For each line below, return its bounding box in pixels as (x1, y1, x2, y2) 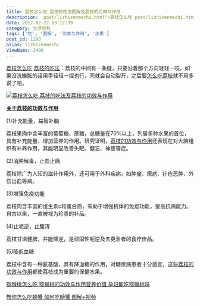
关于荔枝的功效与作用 (6, 105, 58, 112)
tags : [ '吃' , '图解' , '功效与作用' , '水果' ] (6, 31, 110, 37)
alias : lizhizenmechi (6, 42, 60, 48)
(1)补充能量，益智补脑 (6, 117, 60, 124)
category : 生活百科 (6, 25, 51, 31)
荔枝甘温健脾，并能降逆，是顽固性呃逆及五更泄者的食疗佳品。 (6, 235, 158, 242)
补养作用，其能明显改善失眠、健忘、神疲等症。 (16, 144, 132, 152)
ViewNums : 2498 (6, 48, 44, 53)
